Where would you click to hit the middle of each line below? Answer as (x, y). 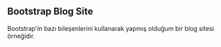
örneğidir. (21, 36)
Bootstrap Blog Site (50, 12)
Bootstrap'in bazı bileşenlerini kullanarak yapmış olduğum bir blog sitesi (111, 28)
